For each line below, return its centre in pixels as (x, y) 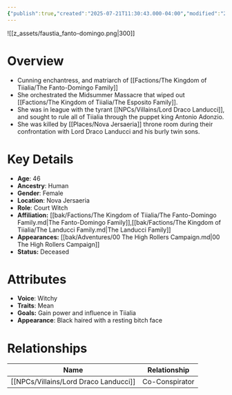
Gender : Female (40, 193)
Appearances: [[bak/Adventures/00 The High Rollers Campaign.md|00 (118, 237)
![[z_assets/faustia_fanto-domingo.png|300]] (71, 33)
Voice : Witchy (37, 298)
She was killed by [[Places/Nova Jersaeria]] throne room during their (115, 124)
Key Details (40, 159)
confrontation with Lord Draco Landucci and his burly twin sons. (108, 131)
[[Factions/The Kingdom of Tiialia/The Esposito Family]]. (97, 102)
